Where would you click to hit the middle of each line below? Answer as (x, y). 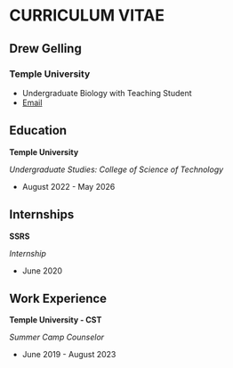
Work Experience (58, 298)
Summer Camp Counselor (57, 337)
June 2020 (42, 270)
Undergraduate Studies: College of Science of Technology (116, 169)
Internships (42, 215)
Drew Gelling (45, 49)
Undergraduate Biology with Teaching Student (107, 93)
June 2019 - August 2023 (69, 355)
